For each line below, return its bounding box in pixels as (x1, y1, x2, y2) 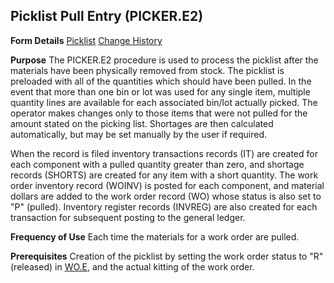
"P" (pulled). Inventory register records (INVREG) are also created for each (10, 200, 318, 213)
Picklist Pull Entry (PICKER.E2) (10, 8, 204, 25)
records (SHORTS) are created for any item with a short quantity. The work (10, 169, 319, 181)
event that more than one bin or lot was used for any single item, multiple (10, 85, 311, 98)
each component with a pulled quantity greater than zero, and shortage (10, 158, 305, 170)
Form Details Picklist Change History (10, 34, 163, 46)
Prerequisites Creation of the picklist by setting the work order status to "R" (10, 250, 324, 262)
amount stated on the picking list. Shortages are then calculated (10, 117, 274, 129)
